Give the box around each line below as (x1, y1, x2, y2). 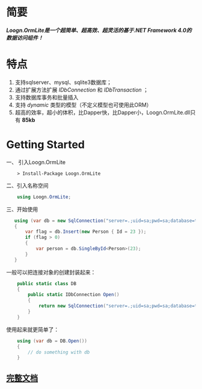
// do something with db (28, 349, 90, 355)
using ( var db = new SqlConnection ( (14, 218, 106, 224)
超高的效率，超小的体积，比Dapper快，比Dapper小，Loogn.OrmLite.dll (14, 109, 191, 116)
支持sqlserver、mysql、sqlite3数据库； (14, 78, 112, 86)
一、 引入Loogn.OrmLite (6, 158, 66, 166)
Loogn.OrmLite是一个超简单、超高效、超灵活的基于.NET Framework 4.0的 (6, 27, 192, 34)
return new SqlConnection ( (38, 303, 106, 309)
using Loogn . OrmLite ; (17, 194, 71, 200)
